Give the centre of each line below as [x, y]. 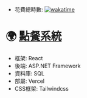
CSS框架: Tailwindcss [42, 88]
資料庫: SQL [30, 73]
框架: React [29, 58]
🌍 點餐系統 [34, 37]
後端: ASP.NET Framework [47, 66]
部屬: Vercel [30, 81]
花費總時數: [29, 9]
